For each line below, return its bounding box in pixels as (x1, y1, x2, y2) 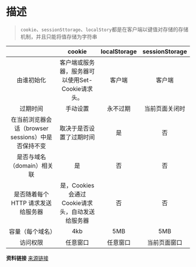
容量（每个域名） (9, 227, 57, 235)
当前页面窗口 (147, 238, 183, 247)
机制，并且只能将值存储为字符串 (20, 33, 97, 40)
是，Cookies (60, 181, 94, 189)
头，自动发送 (59, 207, 95, 215)
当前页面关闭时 (144, 104, 185, 112)
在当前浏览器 (10, 115, 47, 124)
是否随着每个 (13, 190, 50, 198)
